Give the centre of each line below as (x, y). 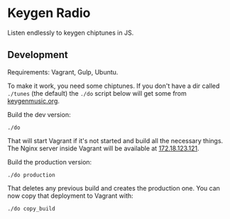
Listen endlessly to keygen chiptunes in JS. (71, 33)
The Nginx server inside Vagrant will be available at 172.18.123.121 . (104, 148)
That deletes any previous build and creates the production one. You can (114, 188)
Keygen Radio (49, 13)
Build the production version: (50, 162)
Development (38, 55)
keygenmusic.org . (34, 101)
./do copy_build (31, 208)
